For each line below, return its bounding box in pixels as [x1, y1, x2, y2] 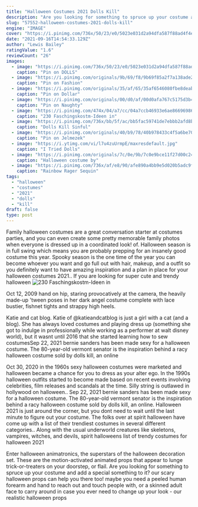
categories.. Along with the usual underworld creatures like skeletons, [6, 427, 176, 433]
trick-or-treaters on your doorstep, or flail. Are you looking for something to [6, 463, 189, 470]
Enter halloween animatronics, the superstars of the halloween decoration [6, 450, 186, 457]
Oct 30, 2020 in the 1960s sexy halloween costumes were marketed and [6, 363, 182, 370]
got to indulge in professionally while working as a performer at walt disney [6, 327, 189, 334]
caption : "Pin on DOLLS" [16, 69, 78, 75]
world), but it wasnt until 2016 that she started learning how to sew [6, 333, 168, 340]
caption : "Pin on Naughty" [16, 102, 83, 108]
